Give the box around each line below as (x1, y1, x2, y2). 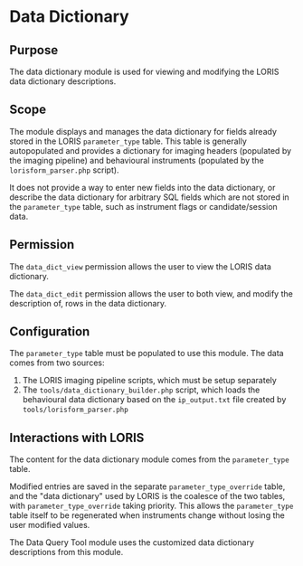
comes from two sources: (9, 357, 105, 368)
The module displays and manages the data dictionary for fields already (9, 126, 278, 137)
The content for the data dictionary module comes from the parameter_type (9, 454, 289, 465)
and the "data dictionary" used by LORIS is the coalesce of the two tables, (9, 491, 286, 502)
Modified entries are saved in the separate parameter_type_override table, (9, 481, 286, 492)
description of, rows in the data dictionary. (9, 297, 167, 308)
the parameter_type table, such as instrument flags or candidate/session (9, 201, 278, 212)
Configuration (9, 324, 90, 340)
